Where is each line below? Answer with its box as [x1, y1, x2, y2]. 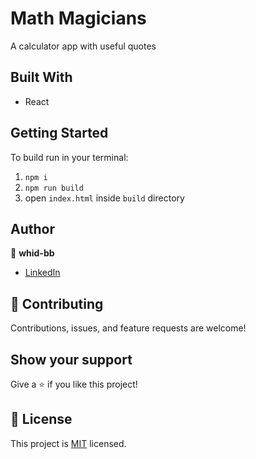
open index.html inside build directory [24, 192, 185, 204]
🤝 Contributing [10, 295, 104, 312]
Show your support [10, 351, 133, 368]
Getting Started [10, 125, 109, 142]
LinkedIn [24, 267, 61, 279]
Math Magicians [10, 7, 147, 30]
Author [10, 220, 55, 237]
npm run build [24, 183, 84, 193]
